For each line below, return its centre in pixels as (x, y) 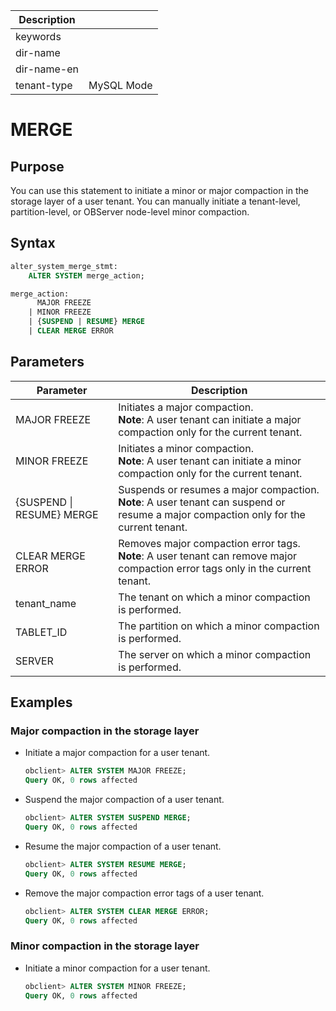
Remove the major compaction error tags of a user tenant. (144, 893)
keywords (38, 36)
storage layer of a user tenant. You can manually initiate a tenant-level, (155, 201)
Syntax (33, 243)
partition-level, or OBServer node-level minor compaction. (130, 212)
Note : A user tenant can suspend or (202, 502)
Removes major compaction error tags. (209, 543)
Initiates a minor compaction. (186, 448)
